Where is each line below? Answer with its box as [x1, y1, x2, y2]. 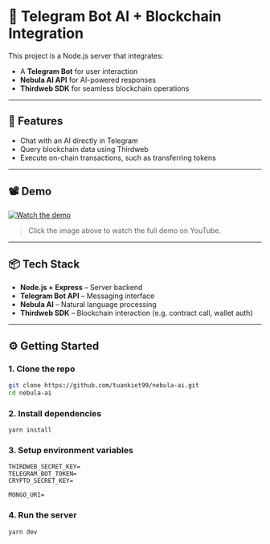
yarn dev [8, 528, 38, 536]
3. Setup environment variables [8, 445, 134, 456]
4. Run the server [8, 509, 77, 521]
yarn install [8, 426, 52, 435]
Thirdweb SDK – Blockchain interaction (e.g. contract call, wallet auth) [19, 309, 253, 318]
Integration [8, 24, 84, 43]
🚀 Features [8, 114, 63, 128]
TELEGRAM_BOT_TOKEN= [8, 470, 78, 478]
